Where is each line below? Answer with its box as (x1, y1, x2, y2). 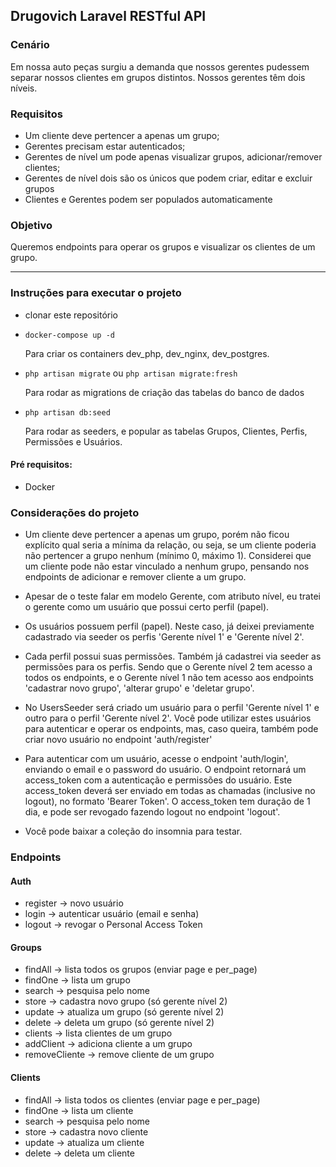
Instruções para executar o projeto (10, 286, 182, 300)
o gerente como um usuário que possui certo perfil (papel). (24, 601, 270, 613)
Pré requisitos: (10, 459, 73, 471)
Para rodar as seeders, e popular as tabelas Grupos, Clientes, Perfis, (24, 425, 308, 437)
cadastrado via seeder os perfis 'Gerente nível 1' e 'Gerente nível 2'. (24, 631, 305, 643)
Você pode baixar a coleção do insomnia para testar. (24, 825, 243, 838)
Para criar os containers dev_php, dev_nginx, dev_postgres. (24, 347, 270, 359)
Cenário (10, 38, 50, 52)
